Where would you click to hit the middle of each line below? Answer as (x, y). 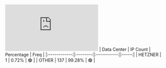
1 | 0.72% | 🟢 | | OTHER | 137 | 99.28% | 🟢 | (50, 60)
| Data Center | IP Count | (125, 49)
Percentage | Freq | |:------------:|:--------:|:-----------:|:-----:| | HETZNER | (83, 55)
